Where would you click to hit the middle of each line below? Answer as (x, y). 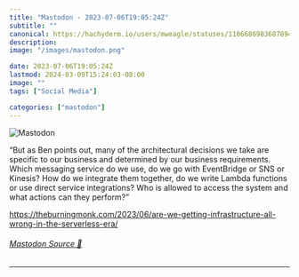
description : (33, 42)
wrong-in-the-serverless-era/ (64, 224)
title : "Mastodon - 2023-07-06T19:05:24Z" (89, 17)
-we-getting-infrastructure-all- (219, 214)
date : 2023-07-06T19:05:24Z (61, 67)
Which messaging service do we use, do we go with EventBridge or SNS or (147, 169)
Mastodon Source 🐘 (46, 244)
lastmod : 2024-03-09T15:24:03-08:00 (77, 75)
